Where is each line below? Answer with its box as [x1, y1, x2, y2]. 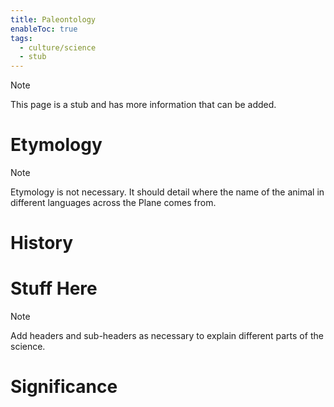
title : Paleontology [10, 14, 97, 25]
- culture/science [19, 42, 97, 53]
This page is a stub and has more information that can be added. [10, 99, 277, 111]
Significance [10, 376, 118, 398]
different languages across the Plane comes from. [10, 197, 217, 209]
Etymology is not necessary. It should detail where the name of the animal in [10, 186, 325, 198]
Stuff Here [10, 277, 98, 300]
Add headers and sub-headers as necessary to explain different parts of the [10, 330, 324, 342]
